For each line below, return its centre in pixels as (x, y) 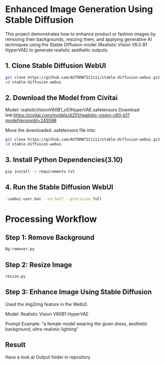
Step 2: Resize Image (39, 265)
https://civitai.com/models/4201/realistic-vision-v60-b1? (71, 115)
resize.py (16, 276)
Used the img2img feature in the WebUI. (47, 304)
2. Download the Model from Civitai (61, 97)
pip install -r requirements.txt (40, 171)
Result (16, 345)
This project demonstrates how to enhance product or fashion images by (80, 34)
